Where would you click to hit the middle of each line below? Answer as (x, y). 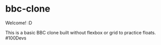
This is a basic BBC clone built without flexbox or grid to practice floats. (80, 32)
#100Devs (16, 38)
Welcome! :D (19, 23)
